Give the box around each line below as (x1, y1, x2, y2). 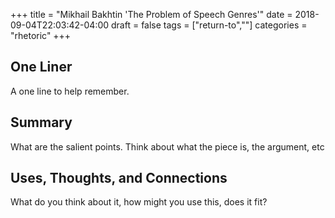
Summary (10, 114, 73, 131)
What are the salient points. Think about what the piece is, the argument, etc (10, 140, 325, 153)
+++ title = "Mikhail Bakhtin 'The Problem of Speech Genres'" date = (10, 9, 293, 20)
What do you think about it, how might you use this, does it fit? (10, 196, 268, 208)
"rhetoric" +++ (10, 30, 72, 41)
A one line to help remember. (10, 85, 130, 97)
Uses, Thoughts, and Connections (10, 170, 228, 187)
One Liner (10, 59, 73, 76)
